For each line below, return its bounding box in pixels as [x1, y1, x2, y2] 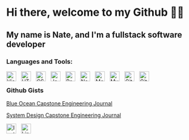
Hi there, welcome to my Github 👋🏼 [6, 5, 185, 19]
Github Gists [6, 86, 44, 95]
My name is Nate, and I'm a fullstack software [6, 30, 182, 40]
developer [6, 39, 45, 49]
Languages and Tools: [6, 57, 73, 65]
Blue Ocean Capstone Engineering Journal [6, 100, 113, 107]
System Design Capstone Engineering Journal [6, 112, 121, 119]
